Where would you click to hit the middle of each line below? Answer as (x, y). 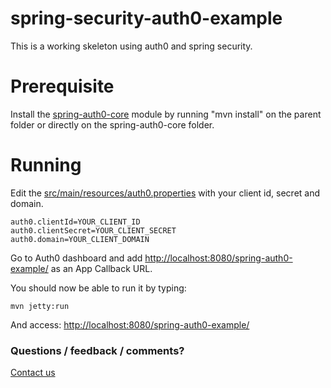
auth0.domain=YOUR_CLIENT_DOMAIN (80, 239)
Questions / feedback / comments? (97, 350)
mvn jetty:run (40, 306)
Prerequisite (62, 86)
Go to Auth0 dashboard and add (76, 258)
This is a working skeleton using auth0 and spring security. (131, 46)
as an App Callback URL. (101, 268)
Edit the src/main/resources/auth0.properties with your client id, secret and (165, 193)
